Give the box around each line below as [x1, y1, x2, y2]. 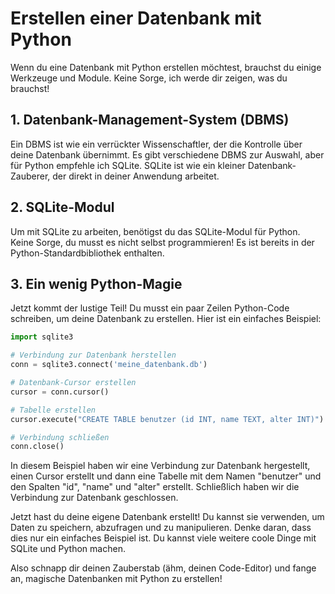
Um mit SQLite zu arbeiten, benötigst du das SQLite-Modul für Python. [10, 225, 301, 237]
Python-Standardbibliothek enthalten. [10, 247, 165, 259]
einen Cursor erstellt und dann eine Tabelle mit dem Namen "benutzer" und [10, 470, 322, 482]
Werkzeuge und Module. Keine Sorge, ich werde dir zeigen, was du [10, 72, 288, 84]
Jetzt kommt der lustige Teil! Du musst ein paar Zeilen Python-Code [10, 302, 290, 314]
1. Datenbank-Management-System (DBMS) [10, 112, 290, 129]
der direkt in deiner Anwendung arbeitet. [52, 170, 220, 182]
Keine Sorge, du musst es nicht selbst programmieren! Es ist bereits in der [10, 236, 315, 248]
